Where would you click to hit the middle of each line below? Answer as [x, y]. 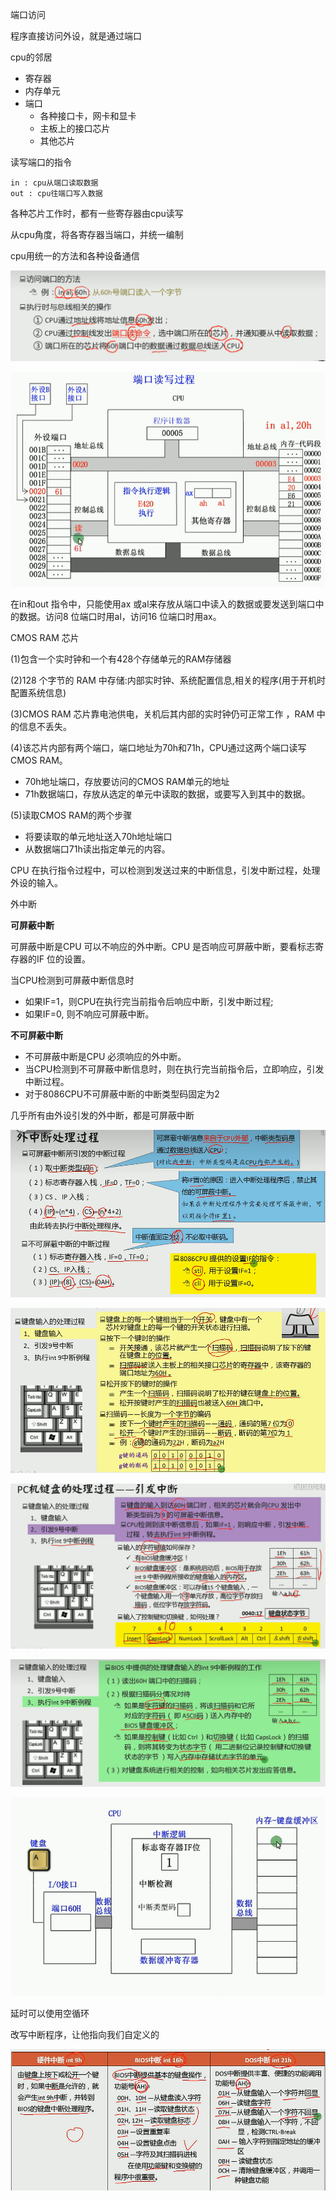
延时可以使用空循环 [50, 2013]
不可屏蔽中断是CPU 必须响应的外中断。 [105, 1057]
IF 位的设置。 [63, 959]
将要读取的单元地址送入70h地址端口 [98, 837]
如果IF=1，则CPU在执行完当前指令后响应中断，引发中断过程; [149, 1002]
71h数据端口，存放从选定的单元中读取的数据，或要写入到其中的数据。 [167, 794]
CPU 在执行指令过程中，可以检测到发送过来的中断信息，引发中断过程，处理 [165, 870]
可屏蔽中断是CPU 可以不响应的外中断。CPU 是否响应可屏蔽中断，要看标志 [163, 947]
